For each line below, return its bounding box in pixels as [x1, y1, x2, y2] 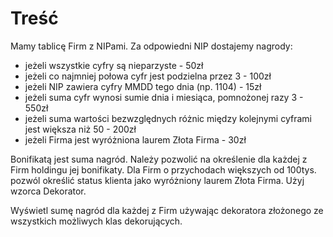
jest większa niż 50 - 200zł [24, 123, 137, 135]
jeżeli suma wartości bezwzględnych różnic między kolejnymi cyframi [24, 112, 312, 124]
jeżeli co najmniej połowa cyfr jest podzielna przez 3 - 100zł [24, 70, 272, 82]
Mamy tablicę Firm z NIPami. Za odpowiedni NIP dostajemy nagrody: [10, 40, 293, 52]
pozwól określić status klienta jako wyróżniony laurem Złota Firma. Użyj [10, 174, 305, 186]
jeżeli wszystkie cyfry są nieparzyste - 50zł [24, 59, 204, 71]
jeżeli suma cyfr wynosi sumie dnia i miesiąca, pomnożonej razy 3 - [24, 91, 304, 103]
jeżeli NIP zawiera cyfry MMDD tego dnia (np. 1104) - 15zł [24, 80, 262, 92]
